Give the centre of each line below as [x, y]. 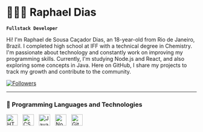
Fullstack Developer [32, 28]
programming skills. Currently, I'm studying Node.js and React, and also [95, 58]
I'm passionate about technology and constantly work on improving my [95, 52]
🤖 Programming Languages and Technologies [74, 104]
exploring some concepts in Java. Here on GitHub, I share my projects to [97, 65]
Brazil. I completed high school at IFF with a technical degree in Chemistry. [99, 46]
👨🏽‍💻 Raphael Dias [51, 12]
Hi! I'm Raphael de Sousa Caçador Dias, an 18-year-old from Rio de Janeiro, [101, 39]
